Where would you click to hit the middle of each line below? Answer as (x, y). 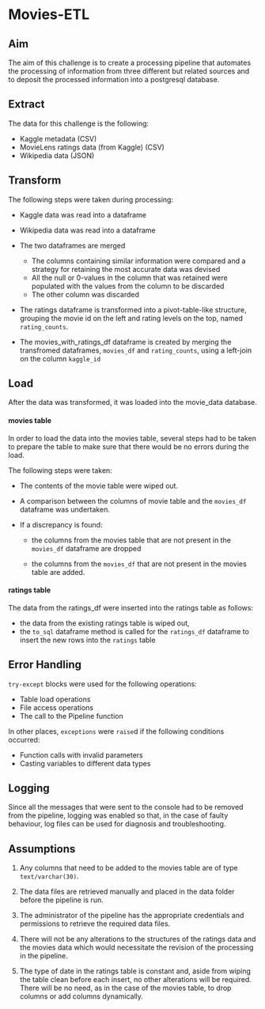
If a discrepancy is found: (61, 524)
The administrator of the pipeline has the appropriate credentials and (132, 916)
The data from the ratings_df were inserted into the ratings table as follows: (131, 607)
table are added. (58, 572)
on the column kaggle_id (60, 358)
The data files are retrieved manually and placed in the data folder (127, 892)
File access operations (56, 707)
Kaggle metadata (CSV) (58, 138)
